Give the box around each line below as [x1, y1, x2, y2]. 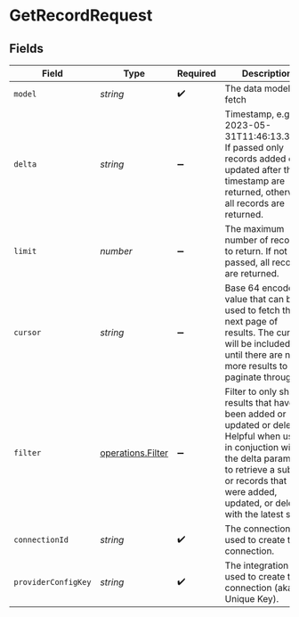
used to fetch [224, 304, 280, 317]
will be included [224, 338, 291, 350]
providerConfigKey [13, 577, 92, 587]
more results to [224, 360, 288, 372]
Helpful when [224, 430, 281, 442]
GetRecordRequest [9, 5, 153, 26]
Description [241, 68, 293, 79]
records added [224, 152, 287, 165]
